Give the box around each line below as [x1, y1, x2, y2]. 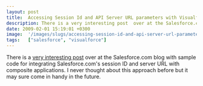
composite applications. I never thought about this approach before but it [6, 67, 188, 73]
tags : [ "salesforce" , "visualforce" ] [6, 37, 107, 43]
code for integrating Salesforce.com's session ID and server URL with [6, 60, 180, 67]
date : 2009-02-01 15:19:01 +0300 [6, 25, 91, 32]
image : [6, 31, 23, 38]
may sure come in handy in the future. [6, 73, 101, 80]
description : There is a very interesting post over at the [6, 20, 164, 26]
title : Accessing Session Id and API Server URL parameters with [6, 15, 177, 21]
